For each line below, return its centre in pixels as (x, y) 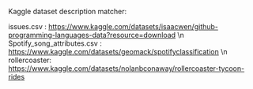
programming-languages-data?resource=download (92, 35)
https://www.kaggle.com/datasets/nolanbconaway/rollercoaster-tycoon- (126, 69)
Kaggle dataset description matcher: (68, 11)
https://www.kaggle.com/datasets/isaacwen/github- (134, 26)
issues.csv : (28, 26)
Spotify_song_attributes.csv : (55, 43)
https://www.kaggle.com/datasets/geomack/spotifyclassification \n (118, 52)
